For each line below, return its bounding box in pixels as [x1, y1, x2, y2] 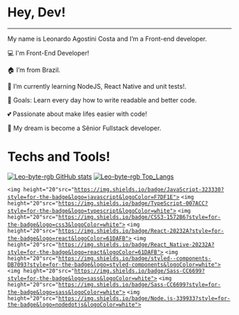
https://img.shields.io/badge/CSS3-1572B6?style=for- [58, 213, 221, 220]
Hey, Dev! [7, 4, 66, 21]
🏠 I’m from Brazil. [7, 65, 60, 74]
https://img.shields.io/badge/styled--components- [58, 255, 212, 262]
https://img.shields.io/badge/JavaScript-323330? [74, 186, 224, 193]
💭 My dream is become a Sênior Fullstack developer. [7, 124, 161, 132]
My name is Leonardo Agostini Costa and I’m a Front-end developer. [7, 34, 208, 43]
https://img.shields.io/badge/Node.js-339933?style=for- [58, 294, 231, 302]
